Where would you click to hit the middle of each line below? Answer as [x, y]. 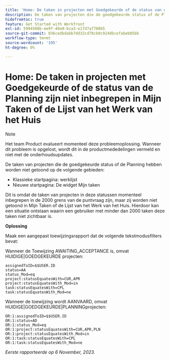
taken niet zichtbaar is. [29, 216]
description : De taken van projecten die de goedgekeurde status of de [82, 15]
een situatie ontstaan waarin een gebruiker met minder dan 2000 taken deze [85, 211]
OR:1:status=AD [21, 321]
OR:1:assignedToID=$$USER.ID [36, 316]
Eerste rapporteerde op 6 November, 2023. [50, 352]
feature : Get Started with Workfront [45, 24]
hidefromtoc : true [25, 19]
